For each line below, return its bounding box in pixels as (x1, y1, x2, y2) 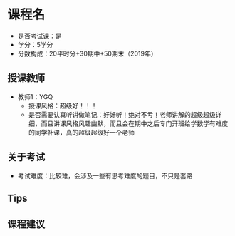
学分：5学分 (17, 40, 53, 48)
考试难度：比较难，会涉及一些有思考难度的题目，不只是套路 (17, 171, 193, 180)
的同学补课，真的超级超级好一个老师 (28, 128, 135, 136)
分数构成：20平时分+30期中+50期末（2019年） (17, 49, 157, 58)
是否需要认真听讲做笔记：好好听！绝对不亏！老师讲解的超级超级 (28, 110, 216, 118)
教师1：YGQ (17, 92, 53, 101)
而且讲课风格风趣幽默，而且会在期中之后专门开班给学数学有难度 (41, 119, 229, 128)
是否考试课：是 (17, 31, 62, 40)
